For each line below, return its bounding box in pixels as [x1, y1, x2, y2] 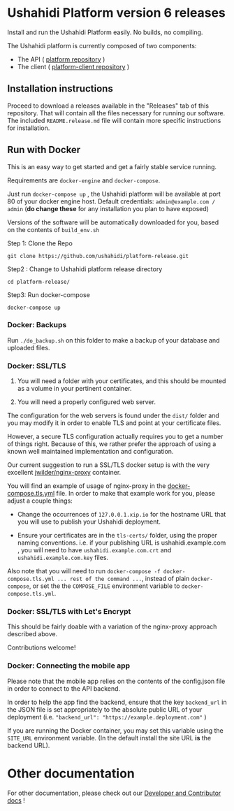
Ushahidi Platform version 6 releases [7, 5, 226, 21]
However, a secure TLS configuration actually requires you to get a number [7, 432, 224, 441]
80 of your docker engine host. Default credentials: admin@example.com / [7, 197, 215, 206]
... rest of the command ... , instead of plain [57, 575, 190, 583]
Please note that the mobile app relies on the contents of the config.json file [7, 677, 226, 685]
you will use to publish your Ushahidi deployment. [17, 517, 161, 526]
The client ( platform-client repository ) [17, 62, 130, 71]
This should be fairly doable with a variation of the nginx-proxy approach [7, 622, 217, 631]
